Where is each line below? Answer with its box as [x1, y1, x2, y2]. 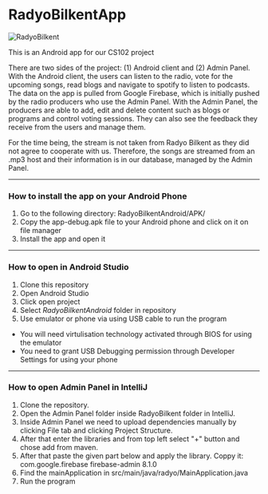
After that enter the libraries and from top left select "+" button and [19, 433, 240, 444]
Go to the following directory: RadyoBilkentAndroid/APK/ [19, 209, 206, 219]
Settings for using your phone [19, 354, 118, 364]
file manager [19, 226, 62, 235]
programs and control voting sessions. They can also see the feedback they [8, 113, 258, 123]
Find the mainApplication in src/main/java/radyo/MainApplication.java [19, 468, 249, 477]
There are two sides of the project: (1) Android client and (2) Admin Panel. [8, 62, 250, 73]
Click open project [19, 297, 81, 306]
